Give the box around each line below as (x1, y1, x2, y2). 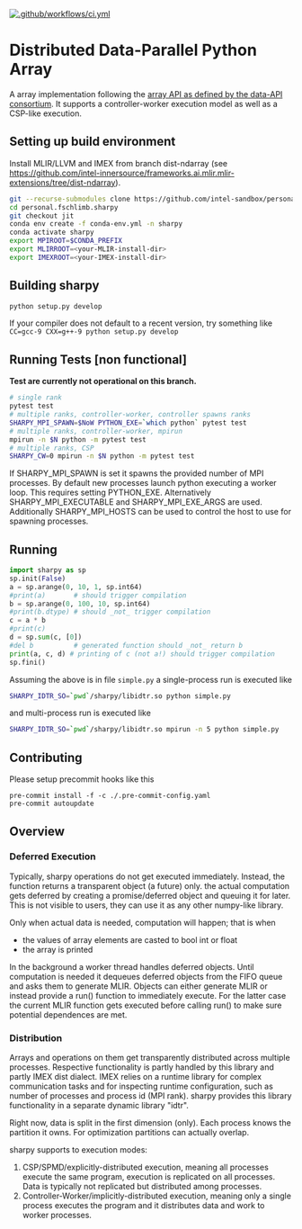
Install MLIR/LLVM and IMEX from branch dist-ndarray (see (9, 157, 227, 168)
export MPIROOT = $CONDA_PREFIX (9, 237, 123, 246)
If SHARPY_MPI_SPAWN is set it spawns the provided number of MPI (9, 468, 264, 479)
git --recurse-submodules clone (9, 194, 130, 203)
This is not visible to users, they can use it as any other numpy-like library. (9, 900, 284, 911)
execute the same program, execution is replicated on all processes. (22, 1171, 276, 1182)
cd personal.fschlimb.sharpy (9, 202, 119, 211)
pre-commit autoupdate (9, 799, 94, 809)
